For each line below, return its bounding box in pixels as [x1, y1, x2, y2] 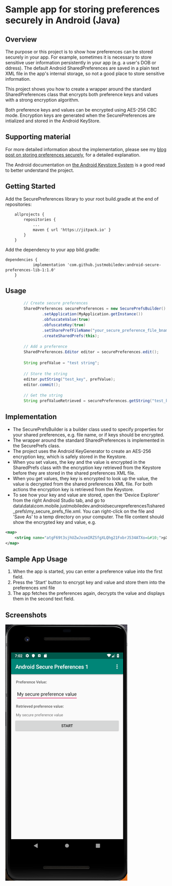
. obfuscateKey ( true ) [41, 322, 86, 328]
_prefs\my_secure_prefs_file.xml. [12, 508, 82, 514]
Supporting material [5, 133, 71, 141]
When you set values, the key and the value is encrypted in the [12, 459, 146, 465]
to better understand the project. [5, 167, 74, 173]
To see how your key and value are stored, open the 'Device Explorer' [12, 492, 160, 498]
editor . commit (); [24, 382, 60, 387]
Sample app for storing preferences [5, 4, 160, 15]
